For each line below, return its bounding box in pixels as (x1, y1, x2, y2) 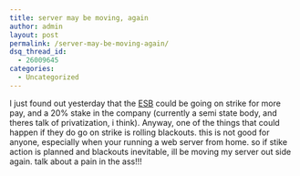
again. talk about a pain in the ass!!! (9, 156, 143, 167)
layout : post (9, 30, 59, 39)
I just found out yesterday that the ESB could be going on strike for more (9, 98, 281, 109)
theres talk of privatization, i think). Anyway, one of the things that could (9, 117, 280, 128)
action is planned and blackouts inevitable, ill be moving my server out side (9, 146, 292, 157)
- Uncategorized (17, 73, 79, 82)
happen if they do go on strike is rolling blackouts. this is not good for (9, 127, 270, 138)
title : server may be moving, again (9, 13, 149, 23)
